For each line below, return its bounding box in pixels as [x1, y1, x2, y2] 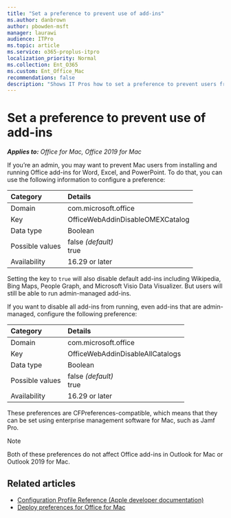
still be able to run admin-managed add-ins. [7, 289, 132, 298]
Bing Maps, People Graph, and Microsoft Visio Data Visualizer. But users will [7, 282, 223, 290]
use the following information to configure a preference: [7, 176, 166, 184]
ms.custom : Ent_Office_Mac [7, 68, 85, 74]
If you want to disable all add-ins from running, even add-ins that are [7, 302, 201, 311]
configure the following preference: [36, 310, 137, 318]
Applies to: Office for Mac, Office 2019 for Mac [7, 147, 142, 156]
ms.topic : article [7, 42, 60, 49]
